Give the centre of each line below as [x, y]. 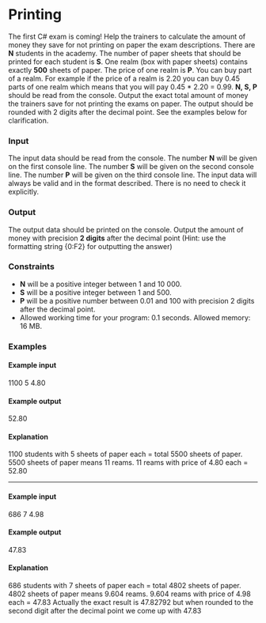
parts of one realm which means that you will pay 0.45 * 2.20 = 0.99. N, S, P [133, 87]
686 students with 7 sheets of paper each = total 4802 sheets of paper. [125, 585]
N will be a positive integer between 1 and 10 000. [101, 284]
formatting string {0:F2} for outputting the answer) [90, 246]
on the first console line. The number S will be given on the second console [131, 167]
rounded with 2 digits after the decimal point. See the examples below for [128, 111]
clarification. [28, 120]
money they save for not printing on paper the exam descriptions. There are [132, 44]
